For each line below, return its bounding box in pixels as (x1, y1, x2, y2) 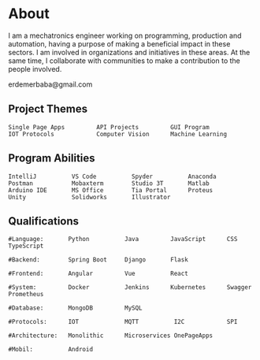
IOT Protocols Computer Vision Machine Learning (8, 130, 227, 138)
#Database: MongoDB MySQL (8, 304, 143, 312)
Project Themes (8, 102, 88, 116)
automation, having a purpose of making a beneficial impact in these (8, 39, 231, 48)
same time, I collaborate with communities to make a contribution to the (8, 56, 240, 65)
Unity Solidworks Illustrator (8, 193, 171, 201)
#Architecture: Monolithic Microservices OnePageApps (8, 332, 214, 340)
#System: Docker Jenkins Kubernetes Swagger (8, 284, 252, 291)
